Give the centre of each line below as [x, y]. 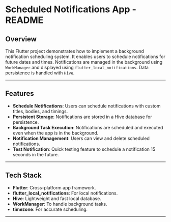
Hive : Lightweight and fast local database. [57, 198]
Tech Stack [23, 175]
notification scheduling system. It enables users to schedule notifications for [85, 57]
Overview [21, 39]
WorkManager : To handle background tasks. [60, 204]
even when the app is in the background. [55, 133]
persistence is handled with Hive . [40, 73]
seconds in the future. [36, 154]
